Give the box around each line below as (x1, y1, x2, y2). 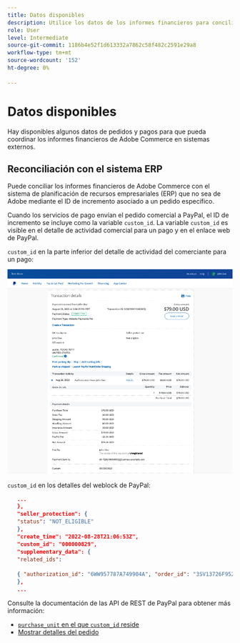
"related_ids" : (16, 556, 62, 563)
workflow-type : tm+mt (7, 49, 72, 56)
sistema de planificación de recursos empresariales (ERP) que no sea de (7, 189, 221, 198)
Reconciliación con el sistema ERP (7, 163, 163, 175)
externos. (7, 142, 36, 151)
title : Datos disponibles (7, 11, 84, 19)
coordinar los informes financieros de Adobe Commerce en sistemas (7, 134, 210, 143)
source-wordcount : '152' (7, 57, 81, 64)
